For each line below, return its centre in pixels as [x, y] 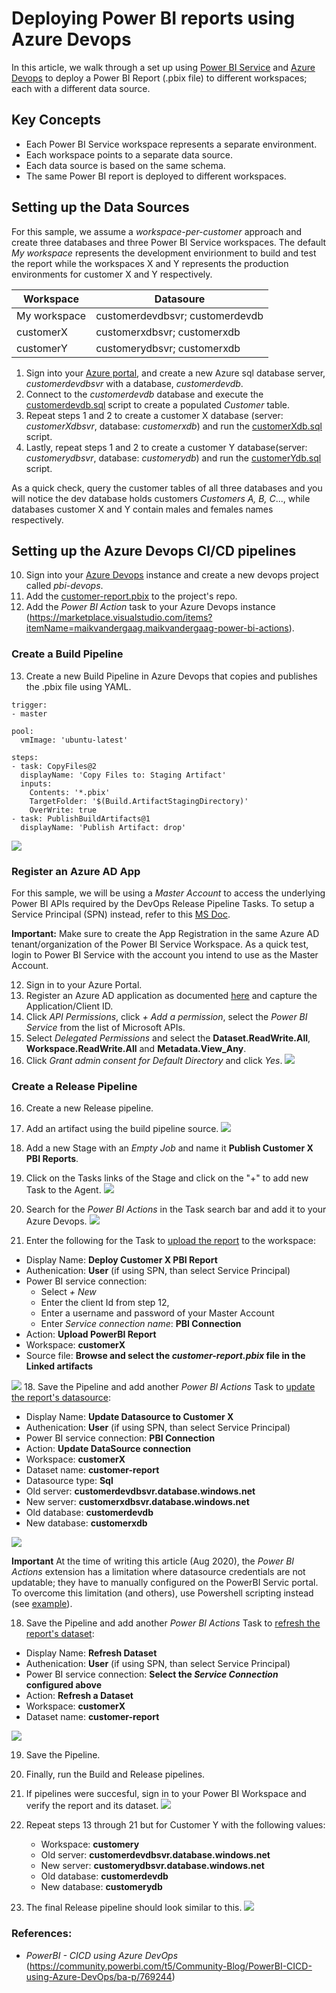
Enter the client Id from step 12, [105, 1303]
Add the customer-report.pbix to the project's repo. [131, 596]
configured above [63, 1685]
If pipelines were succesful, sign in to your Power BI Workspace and [166, 1794]
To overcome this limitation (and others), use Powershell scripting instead [162, 1593]
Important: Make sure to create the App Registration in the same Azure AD [165, 933]
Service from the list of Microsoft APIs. [105, 1027]
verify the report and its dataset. [92, 1806]
